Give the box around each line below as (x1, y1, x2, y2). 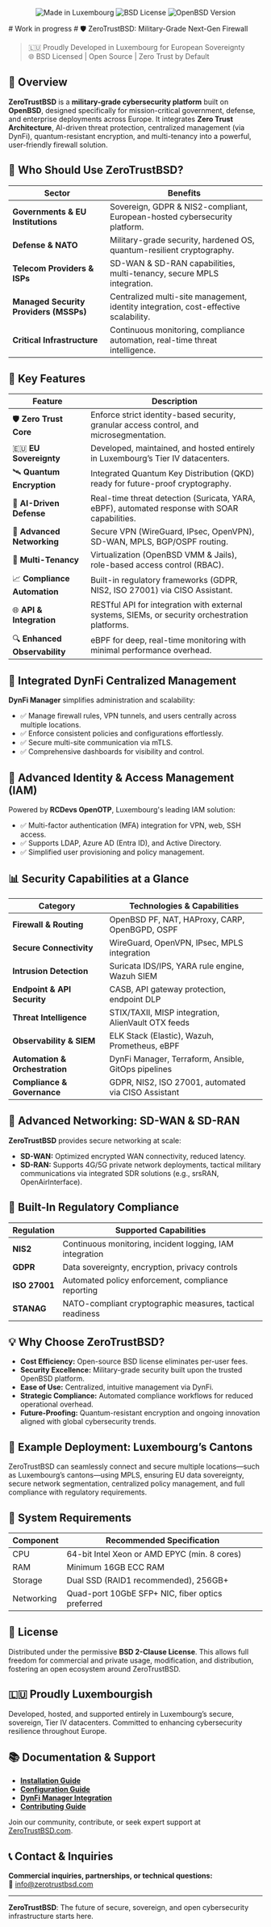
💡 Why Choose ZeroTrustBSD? (8, 1335, 165, 1349)
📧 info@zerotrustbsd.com (8, 1879, 94, 1889)
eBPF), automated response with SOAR (90, 503, 239, 514)
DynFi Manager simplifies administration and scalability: (8, 695, 196, 705)
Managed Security (12, 296, 85, 307)
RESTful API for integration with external (90, 599, 244, 610)
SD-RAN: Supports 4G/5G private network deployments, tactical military (19, 1160, 261, 1170)
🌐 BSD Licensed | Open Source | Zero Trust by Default (27, 52, 210, 61)
